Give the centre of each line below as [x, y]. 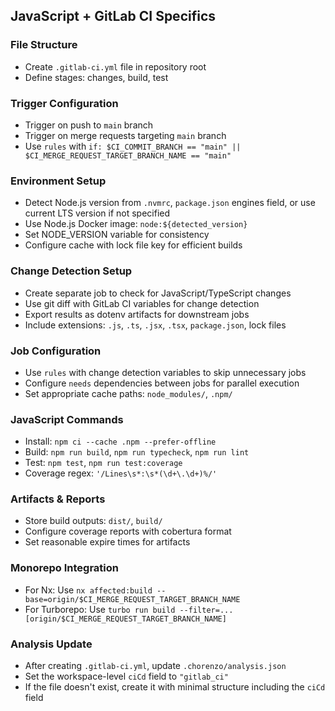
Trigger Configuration [64, 103]
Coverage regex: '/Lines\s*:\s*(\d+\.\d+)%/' [121, 473]
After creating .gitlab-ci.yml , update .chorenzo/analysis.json [155, 666]
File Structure [44, 45]
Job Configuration [56, 351]
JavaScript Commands [67, 419]
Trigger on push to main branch [89, 125]
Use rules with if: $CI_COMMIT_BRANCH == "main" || [133, 146]
